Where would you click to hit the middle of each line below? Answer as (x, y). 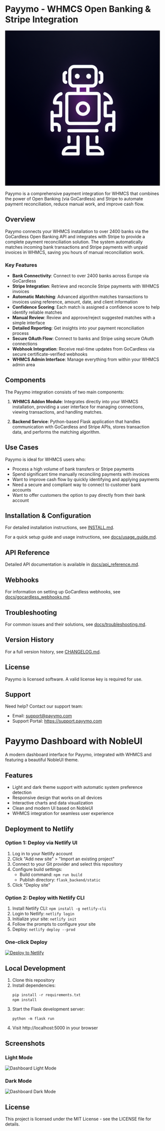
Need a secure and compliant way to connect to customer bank (76, 485)
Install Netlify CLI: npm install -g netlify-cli (59, 908)
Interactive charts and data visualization (53, 803)
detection (22, 792)
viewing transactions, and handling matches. (57, 412)
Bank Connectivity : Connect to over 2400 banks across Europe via (80, 276)
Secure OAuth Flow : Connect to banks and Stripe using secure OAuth (83, 339)
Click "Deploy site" (31, 885)
